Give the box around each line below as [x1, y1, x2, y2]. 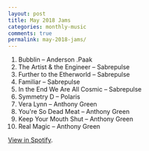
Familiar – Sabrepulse [17, 78, 80, 86]
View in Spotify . [8, 136, 53, 144]
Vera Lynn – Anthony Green [17, 100, 97, 108]
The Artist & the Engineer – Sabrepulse [17, 63, 130, 71]
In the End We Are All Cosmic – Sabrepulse [17, 85, 142, 94]
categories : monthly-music [8, 23, 87, 30]
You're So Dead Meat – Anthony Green [17, 108, 130, 116]
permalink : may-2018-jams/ [8, 36, 87, 43]
